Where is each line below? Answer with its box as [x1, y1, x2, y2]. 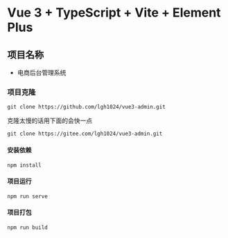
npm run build [7, 223, 49, 231]
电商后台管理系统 [17, 68, 67, 77]
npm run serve [7, 192, 49, 200]
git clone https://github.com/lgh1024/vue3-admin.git [7, 104, 166, 111]
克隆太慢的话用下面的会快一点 [7, 116, 92, 125]
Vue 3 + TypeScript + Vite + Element [7, 5, 221, 21]
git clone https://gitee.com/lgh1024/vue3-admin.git [7, 130, 163, 138]
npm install [7, 161, 42, 169]
